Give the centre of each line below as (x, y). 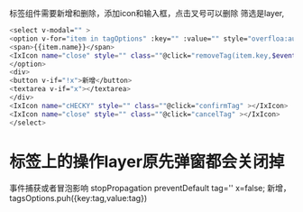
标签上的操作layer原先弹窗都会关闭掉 (147, 161)
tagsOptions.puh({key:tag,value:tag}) (78, 198)
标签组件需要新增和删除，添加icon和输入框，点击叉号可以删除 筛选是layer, (147, 13)
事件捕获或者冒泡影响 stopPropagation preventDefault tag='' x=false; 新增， (150, 189)
